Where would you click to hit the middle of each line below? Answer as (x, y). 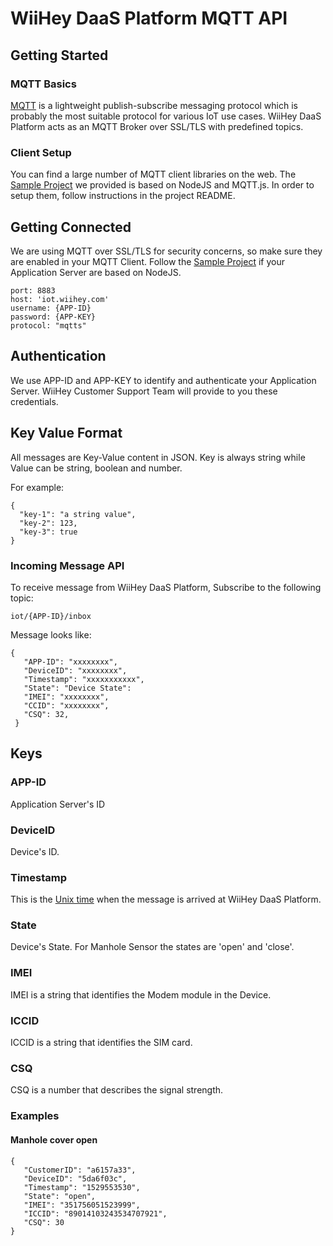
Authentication (58, 356)
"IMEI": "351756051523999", (82, 1205)
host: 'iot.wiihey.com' (60, 299)
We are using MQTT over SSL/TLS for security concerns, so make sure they (166, 251)
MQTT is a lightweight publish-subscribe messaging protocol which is (154, 105)
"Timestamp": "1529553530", (82, 1187)
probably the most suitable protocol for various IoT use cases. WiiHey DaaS (166, 116)
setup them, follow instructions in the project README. (123, 196)
